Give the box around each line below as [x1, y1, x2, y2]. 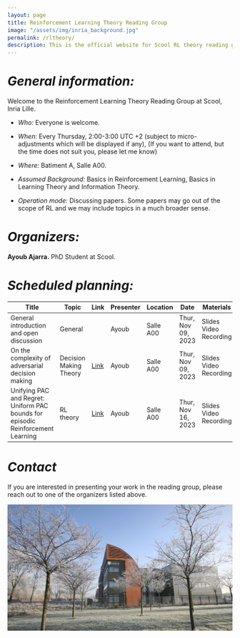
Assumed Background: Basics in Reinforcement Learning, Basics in [17, 175, 216, 183]
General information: [7, 74, 134, 89]
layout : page [7, 11, 46, 19]
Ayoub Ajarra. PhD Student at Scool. [7, 253, 116, 260]
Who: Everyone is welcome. [17, 118, 100, 127]
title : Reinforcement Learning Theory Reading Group [7, 19, 168, 26]
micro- [177, 132, 198, 141]
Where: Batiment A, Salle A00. [17, 161, 107, 170]
